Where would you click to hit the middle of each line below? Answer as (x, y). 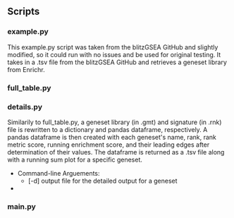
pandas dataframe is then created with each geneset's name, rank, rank (112, 137)
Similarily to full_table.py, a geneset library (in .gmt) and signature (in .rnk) (115, 122)
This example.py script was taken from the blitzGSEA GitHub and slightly (113, 47)
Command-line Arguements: (58, 173)
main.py (22, 206)
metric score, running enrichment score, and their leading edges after (109, 145)
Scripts (24, 12)
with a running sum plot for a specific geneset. (75, 159)
